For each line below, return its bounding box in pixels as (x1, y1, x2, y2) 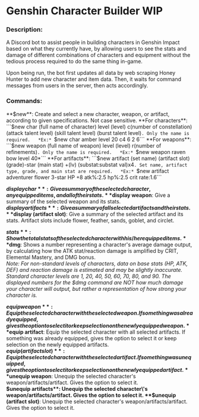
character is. (6, 291, 37, 299)
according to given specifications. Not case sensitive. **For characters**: (6, 117, 188, 124)
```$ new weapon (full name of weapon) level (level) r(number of (6, 142, 162, 149)
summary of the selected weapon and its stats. (6, 197, 121, 205)
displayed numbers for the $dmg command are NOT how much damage (6, 278, 184, 286)
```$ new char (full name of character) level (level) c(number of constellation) (6, 123, 192, 130)
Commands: (6, 97, 43, 105)
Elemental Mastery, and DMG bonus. (6, 253, 96, 261)
